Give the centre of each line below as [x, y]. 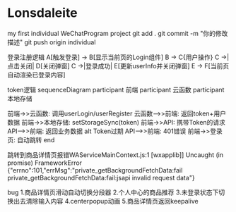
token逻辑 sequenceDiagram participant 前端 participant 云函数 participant [116, 89]
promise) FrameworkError [45, 163]
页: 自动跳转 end [31, 139]
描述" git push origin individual [52, 42]
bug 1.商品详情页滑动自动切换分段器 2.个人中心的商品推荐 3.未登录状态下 [113, 192]
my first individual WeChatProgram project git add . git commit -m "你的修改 [118, 33]
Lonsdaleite [42, 13]
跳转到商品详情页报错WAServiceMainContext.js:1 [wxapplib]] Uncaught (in [116, 155]
